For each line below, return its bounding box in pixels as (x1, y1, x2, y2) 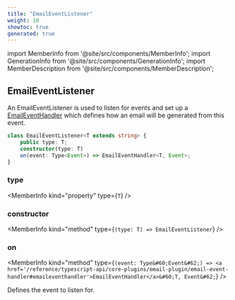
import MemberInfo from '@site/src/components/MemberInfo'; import (7, 49, 211, 58)
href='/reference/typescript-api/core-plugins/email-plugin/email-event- (7, 266, 229, 273)
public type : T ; (20, 138, 68, 145)
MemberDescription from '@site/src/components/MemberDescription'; (7, 64, 214, 73)
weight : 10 (7, 17, 40, 24)
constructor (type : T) (20, 145, 83, 152)
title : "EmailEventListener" (7, 10, 93, 18)
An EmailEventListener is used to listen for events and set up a (7, 104, 188, 112)
